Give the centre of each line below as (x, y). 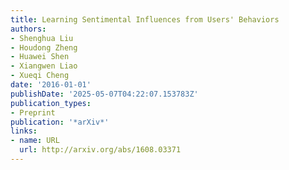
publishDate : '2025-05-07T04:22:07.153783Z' (104, 94)
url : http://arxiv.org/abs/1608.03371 (100, 150)
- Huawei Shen (40, 57)
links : (24, 131)
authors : (28, 29)
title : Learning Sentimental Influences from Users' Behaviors (145, 19)
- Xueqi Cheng (40, 76)
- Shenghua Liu (42, 38)
